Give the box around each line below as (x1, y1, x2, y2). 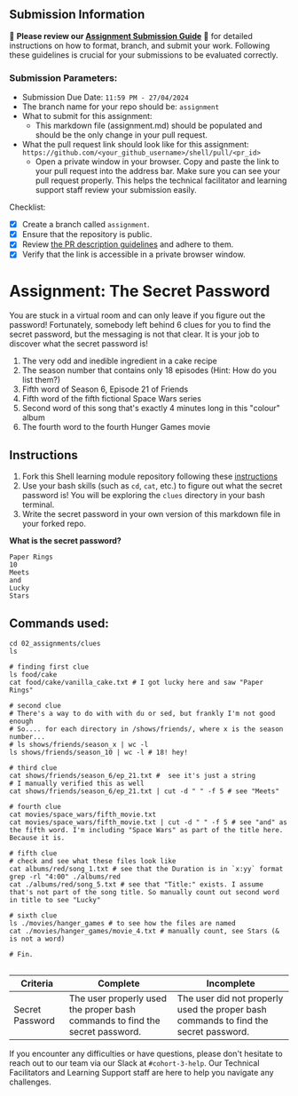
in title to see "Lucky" (9, 895, 101, 904)
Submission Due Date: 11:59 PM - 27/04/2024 (21, 92, 189, 103)
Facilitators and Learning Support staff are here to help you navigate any (9, 1067, 274, 1077)
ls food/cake (9, 670, 58, 679)
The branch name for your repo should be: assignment (21, 101, 220, 112)
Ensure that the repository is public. (21, 229, 153, 240)
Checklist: (9, 202, 46, 212)
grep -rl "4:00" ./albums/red (9, 872, 122, 881)
